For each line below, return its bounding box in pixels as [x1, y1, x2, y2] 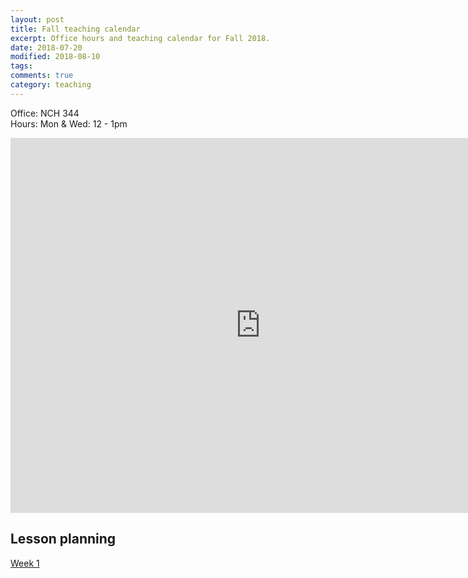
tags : [10, 61, 33, 71]
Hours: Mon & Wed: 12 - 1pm [10, 117, 128, 130]
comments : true [10, 71, 74, 81]
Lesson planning [10, 531, 117, 548]
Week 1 [10, 557, 40, 569]
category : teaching [10, 80, 92, 90]
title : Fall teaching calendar [10, 24, 141, 34]
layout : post [10, 14, 65, 25]
